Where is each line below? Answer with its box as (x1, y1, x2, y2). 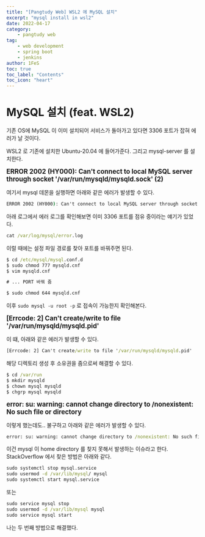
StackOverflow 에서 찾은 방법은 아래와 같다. (6, 453, 112, 461)
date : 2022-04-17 (6, 20, 51, 26)
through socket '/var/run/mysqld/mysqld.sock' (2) (6, 175, 164, 183)
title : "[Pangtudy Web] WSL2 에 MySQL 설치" (6, 9, 118, 15)
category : (6, 26, 32, 32)
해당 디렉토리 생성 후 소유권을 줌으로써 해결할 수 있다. (6, 360, 133, 367)
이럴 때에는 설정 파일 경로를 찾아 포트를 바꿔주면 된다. (6, 244, 133, 251)
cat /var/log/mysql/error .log (6, 232, 84, 239)
